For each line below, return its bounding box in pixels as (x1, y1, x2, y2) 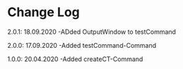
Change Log (7, 4, 80, 20)
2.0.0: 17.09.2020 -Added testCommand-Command (7, 41, 157, 49)
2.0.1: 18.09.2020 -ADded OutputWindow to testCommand (7, 27, 177, 36)
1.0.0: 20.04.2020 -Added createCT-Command (7, 54, 143, 63)
